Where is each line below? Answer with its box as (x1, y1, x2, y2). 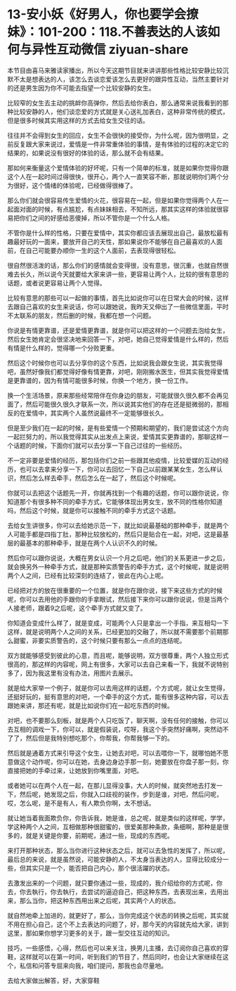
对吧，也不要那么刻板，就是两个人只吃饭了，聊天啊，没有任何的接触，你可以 (7, 716, 229, 725)
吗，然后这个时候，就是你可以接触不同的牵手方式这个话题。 (7, 506, 180, 514)
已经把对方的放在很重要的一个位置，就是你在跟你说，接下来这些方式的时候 (7, 586, 223, 595)
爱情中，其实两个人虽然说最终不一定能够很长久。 (25, 408, 167, 417)
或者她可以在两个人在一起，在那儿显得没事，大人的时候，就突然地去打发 (7, 781, 216, 789)
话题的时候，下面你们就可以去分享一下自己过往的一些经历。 (13, 441, 186, 450)
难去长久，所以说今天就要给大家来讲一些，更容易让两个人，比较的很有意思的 (7, 270, 229, 278)
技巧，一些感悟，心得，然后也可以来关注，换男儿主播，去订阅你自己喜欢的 (7, 943, 223, 952)
